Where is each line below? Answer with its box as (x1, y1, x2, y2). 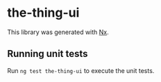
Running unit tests (7, 48, 88, 60)
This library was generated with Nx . (7, 28, 109, 36)
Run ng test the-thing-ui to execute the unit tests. (7, 66, 155, 74)
